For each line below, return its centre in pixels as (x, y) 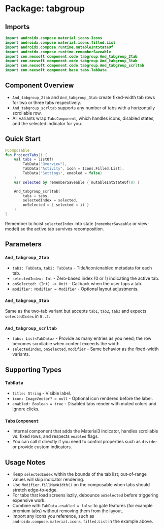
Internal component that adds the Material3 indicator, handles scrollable (85, 431)
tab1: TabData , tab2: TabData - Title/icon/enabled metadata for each (82, 268)
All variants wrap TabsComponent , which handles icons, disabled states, (83, 118)
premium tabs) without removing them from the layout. (67, 511)
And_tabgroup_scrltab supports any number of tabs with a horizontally (83, 108)
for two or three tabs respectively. (47, 102)
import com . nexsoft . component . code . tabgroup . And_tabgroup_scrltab (75, 66)
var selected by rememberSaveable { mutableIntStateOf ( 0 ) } (77, 182)
